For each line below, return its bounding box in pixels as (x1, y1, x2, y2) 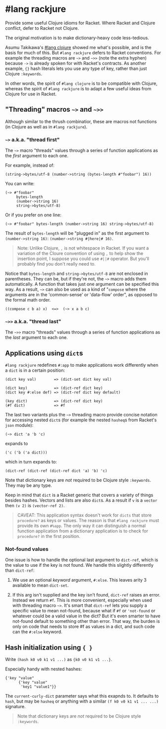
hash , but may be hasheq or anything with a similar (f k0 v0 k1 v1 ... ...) (5, 698, 159, 704)
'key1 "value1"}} (20, 684, 56, 689)
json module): (5, 422, 34, 428)
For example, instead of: (5, 162, 55, 168)
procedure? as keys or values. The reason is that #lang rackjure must (17, 518, 160, 524)
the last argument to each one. (5, 334, 68, 340)
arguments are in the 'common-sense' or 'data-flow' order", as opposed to (5, 292, 158, 298)
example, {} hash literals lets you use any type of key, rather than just (5, 66, 147, 71)
